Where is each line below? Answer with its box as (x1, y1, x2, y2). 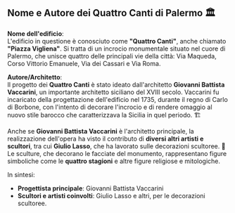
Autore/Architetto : (7, 72, 63, 81)
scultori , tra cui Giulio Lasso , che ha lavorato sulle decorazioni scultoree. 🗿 (7, 141, 226, 150)
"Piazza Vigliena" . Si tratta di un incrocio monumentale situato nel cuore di (7, 44, 226, 53)
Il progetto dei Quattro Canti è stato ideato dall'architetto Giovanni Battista (7, 80, 225, 89)
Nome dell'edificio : (7, 29, 65, 38)
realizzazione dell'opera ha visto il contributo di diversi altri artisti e (7, 134, 204, 143)
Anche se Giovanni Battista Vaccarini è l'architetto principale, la (7, 127, 195, 135)
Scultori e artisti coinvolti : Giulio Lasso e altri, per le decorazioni (17, 191, 205, 200)
